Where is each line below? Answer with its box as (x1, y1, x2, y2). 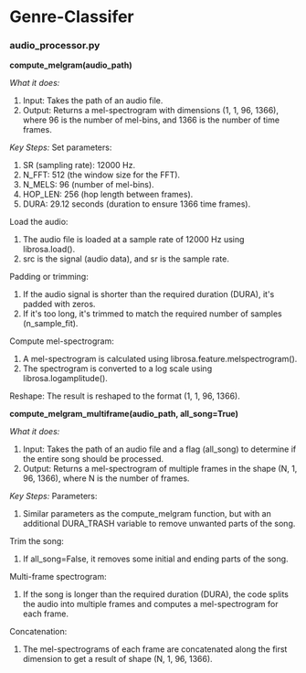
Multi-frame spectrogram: (9, 572, 107, 582)
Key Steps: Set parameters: (9, 142, 112, 153)
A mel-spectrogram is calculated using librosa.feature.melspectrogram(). (22, 354, 298, 365)
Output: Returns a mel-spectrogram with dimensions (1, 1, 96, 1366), (22, 105, 280, 116)
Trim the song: (9, 536, 64, 547)
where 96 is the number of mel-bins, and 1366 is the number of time (22, 114, 280, 125)
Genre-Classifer (9, 6, 134, 27)
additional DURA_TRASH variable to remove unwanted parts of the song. (22, 518, 296, 529)
